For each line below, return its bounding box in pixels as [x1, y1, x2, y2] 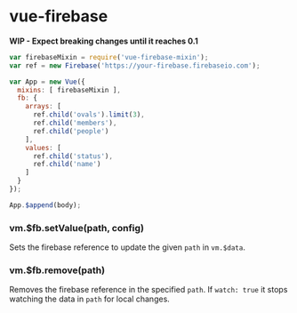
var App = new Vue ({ [9, 77, 86, 86]
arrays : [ [25, 102, 62, 111]
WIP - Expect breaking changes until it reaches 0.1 [9, 36, 198, 46]
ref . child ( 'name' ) [32, 160, 101, 169]
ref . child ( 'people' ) [32, 126, 109, 135]
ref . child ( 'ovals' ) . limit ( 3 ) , [32, 110, 145, 119]
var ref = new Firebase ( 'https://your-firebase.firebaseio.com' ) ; [9, 60, 261, 70]
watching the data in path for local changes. [9, 293, 171, 304]
